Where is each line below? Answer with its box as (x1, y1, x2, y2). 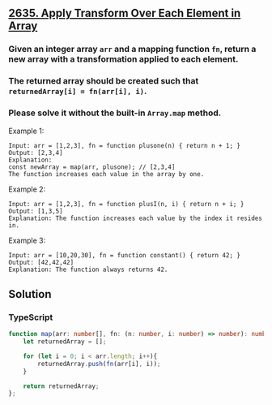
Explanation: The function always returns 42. (8, 265, 168, 274)
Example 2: (8, 184, 46, 194)
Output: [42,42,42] (8, 258, 74, 266)
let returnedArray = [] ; (23, 338, 107, 346)
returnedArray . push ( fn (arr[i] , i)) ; (37, 360, 161, 368)
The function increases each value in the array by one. (8, 170, 205, 178)
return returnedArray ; (23, 381, 100, 390)
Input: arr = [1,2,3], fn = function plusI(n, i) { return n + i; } (8, 200, 244, 208)
